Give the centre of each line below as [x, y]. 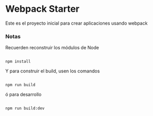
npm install [18, 62]
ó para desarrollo [24, 94]
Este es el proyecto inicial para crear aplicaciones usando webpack [76, 23]
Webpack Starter [42, 9]
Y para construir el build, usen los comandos [53, 71]
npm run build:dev [25, 108]
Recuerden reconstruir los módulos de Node [52, 48]
